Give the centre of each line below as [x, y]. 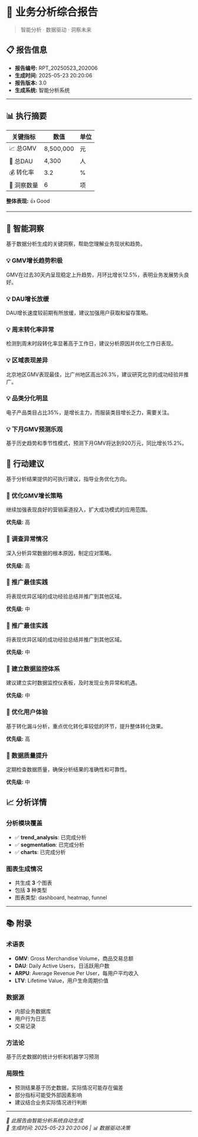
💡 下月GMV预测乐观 [34, 429]
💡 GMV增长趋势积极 [34, 260]
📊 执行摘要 [27, 116]
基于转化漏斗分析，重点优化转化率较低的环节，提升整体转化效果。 [86, 726]
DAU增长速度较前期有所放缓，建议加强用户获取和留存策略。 [79, 312]
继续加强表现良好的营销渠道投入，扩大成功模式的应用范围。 [78, 510]
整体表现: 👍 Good [28, 201]
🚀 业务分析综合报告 [52, 12]
